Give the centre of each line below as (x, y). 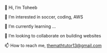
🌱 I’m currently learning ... (30, 26)
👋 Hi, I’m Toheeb (21, 8)
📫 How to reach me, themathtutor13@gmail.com (53, 45)
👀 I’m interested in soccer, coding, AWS (44, 17)
